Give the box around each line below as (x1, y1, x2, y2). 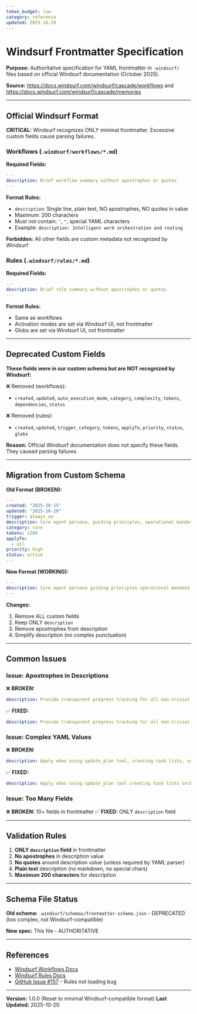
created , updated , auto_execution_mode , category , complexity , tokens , (14, 394, 181, 401)
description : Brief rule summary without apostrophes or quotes (6, 287, 167, 293)
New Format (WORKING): (6, 568, 69, 575)
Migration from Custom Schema (6, 470, 125, 481)
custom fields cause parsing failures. (6, 133, 96, 140)
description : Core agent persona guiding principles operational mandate (6, 585, 191, 591)
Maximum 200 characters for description (14, 871, 116, 879)
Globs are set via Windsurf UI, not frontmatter (14, 326, 125, 333)
